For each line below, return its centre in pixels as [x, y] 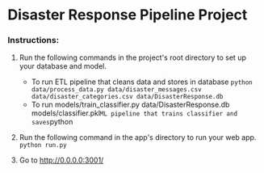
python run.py [43, 146]
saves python [52, 122]
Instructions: [34, 40]
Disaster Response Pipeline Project [128, 15]
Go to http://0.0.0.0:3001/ [61, 160]
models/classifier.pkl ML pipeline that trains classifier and [134, 113]
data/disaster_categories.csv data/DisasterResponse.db [127, 97]
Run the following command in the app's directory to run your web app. [138, 137]
